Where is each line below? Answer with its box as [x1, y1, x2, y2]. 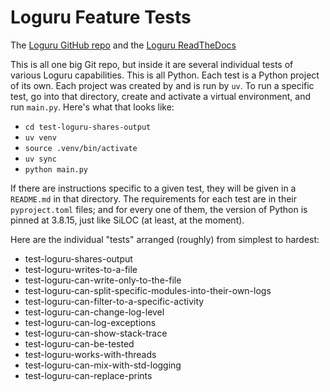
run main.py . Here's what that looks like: [10, 101, 175, 113]
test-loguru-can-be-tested [24, 337, 135, 350]
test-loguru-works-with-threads [24, 348, 157, 360]
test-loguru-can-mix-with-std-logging [24, 359, 182, 371]
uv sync [24, 154, 57, 164]
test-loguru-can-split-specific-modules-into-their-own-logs [24, 284, 272, 296]
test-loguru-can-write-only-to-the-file [24, 274, 182, 286]
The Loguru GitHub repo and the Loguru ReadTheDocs [10, 39, 237, 51]
